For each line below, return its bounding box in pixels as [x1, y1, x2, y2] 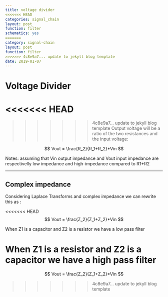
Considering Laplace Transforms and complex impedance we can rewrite [5, 193, 156, 200]
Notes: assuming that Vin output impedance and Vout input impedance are [5, 155, 159, 161]
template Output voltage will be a [92, 125, 160, 131]
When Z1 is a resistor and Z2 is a [5, 244, 141, 255]
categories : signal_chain [5, 17, 59, 22]
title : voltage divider [5, 7, 55, 13]
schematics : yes [5, 31, 39, 36]
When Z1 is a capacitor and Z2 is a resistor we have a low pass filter [5, 226, 145, 232]
